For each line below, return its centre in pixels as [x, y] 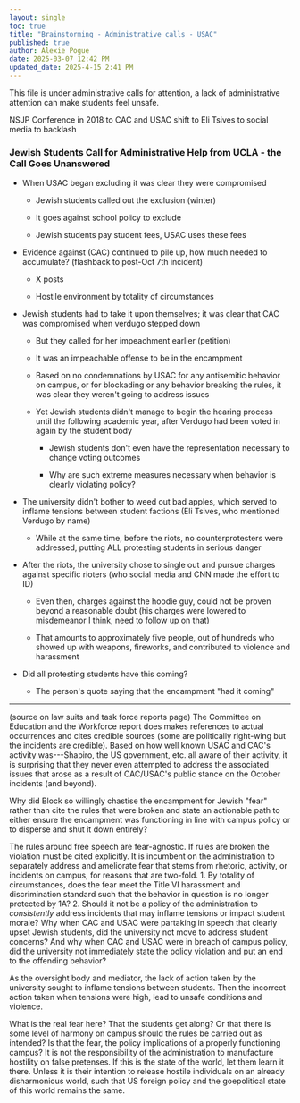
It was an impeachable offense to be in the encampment [139, 358]
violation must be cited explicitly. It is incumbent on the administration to [142, 856]
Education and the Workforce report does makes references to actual [137, 726]
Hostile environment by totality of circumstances [125, 297]
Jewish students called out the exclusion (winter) [126, 200]
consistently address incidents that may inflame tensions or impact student [147, 913]
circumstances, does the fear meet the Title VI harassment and [125, 885]
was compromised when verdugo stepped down [111, 324]
